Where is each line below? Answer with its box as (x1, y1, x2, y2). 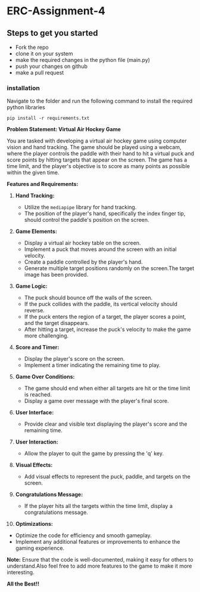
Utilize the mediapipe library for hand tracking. (24, 204, 137, 211)
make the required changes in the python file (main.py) (15, 57, 151, 63)
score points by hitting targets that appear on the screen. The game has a (7, 156, 187, 163)
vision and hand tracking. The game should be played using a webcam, (7, 144, 182, 151)
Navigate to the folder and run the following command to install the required (7, 97, 193, 105)
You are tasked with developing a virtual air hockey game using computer (7, 137, 187, 144)
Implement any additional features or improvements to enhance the (15, 538, 180, 545)
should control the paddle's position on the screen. (24, 216, 149, 224)
